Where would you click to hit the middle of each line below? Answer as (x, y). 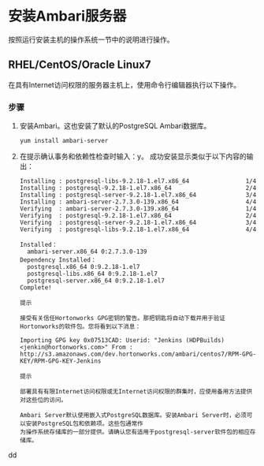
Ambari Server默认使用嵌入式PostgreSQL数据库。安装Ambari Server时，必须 (133, 416)
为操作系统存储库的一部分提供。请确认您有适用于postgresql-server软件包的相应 (135, 432)
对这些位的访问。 (43, 400)
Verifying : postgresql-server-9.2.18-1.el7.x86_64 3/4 (138, 223)
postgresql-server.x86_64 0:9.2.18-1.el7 (96, 281)
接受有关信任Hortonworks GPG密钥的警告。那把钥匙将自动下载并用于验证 (123, 319)
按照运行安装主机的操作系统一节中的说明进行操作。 (91, 39)
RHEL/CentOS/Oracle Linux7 (80, 65)
